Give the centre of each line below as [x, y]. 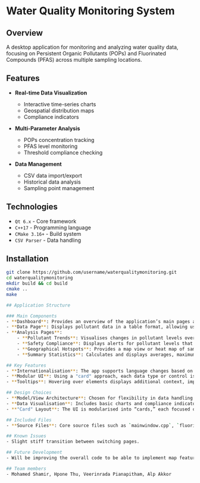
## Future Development [34, 453]
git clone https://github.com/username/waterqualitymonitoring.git [92, 272]
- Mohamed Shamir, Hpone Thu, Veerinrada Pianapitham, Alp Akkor [89, 474]
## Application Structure [38, 305]
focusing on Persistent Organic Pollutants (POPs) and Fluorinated [86, 53]
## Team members [26, 468]
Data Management [38, 164]
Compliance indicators [51, 116]
